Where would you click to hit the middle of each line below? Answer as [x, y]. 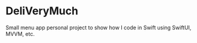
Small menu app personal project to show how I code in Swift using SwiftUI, [98, 27]
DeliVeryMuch [42, 11]
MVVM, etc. [20, 33]
